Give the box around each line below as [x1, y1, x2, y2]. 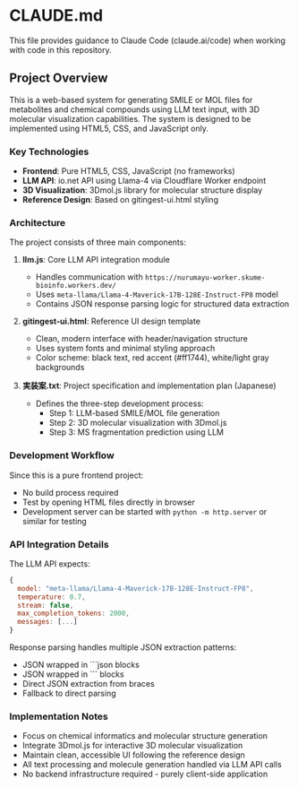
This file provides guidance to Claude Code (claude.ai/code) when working [9, 35, 286, 46]
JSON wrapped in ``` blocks [21, 669, 124, 680]
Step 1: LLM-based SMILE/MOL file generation [48, 408, 220, 419]
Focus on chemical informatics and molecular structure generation [21, 731, 268, 741]
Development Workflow [9, 449, 115, 462]
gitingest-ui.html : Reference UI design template [21, 316, 201, 327]
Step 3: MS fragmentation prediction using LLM [48, 427, 224, 437]
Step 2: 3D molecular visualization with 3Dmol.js [48, 418, 227, 429]
